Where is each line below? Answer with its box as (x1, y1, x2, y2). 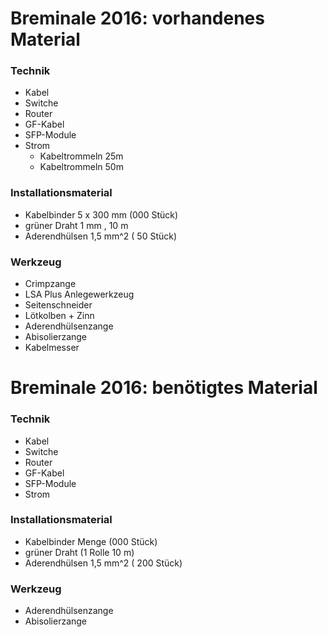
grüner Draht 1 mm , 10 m (24, 219, 129, 231)
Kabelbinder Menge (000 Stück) (24, 535, 158, 547)
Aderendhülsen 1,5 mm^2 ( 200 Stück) (24, 557, 183, 569)
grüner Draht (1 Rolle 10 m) (24, 546, 135, 558)
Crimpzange (24, 278, 77, 290)
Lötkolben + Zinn (24, 310, 95, 322)
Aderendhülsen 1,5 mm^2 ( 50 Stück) (24, 230, 178, 242)
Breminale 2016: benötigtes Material (10, 377, 318, 399)
